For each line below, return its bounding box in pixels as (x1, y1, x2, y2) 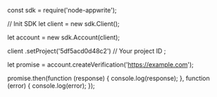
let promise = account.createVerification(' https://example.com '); (7, 60, 194, 69)
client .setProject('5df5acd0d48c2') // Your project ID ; (7, 47, 166, 55)
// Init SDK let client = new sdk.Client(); (7, 20, 120, 27)
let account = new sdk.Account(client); (7, 33, 120, 41)
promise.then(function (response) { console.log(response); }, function (7, 74, 210, 82)
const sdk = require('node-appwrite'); (7, 6, 118, 14)
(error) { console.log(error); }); (7, 82, 95, 90)
